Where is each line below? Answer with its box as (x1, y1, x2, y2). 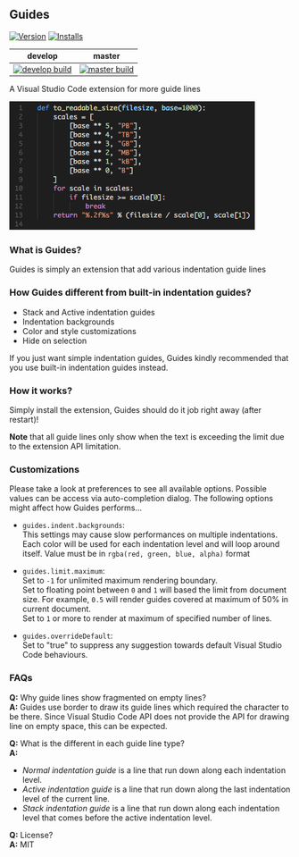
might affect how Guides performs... (9, 502, 143, 513)
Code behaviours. (21, 650, 88, 660)
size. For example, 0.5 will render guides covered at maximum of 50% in (21, 594, 288, 605)
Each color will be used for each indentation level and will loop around (21, 539, 280, 550)
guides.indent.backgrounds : (21, 520, 125, 531)
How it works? (9, 384, 73, 397)
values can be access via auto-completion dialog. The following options (9, 493, 274, 504)
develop (26, 51, 58, 62)
